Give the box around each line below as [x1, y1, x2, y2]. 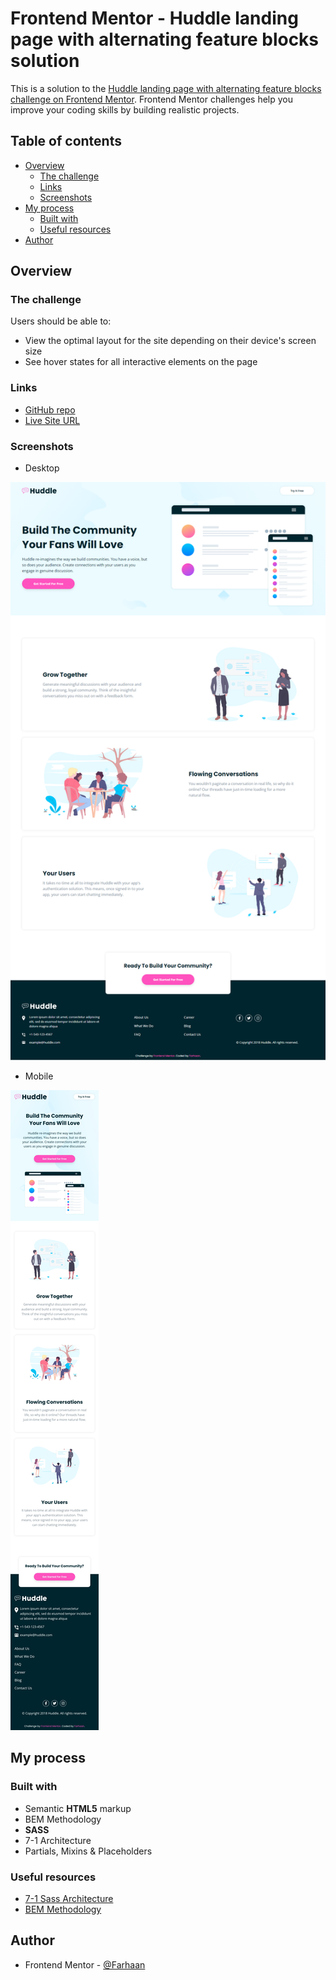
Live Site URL [24, 414, 81, 426]
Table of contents [10, 133, 122, 150]
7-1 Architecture [24, 1834, 92, 1846]
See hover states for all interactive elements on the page [24, 356, 258, 368]
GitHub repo [24, 403, 76, 416]
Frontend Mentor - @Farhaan [24, 1958, 146, 1971]
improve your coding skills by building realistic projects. [10, 103, 240, 116]
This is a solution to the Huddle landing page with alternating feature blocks [10, 82, 322, 94]
